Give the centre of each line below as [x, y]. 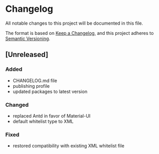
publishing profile [31, 86]
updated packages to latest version [50, 91]
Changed [17, 105]
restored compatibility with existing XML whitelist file [68, 146]
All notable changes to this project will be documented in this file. [74, 23]
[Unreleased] [27, 55]
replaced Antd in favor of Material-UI [52, 115]
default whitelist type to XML [43, 121]
